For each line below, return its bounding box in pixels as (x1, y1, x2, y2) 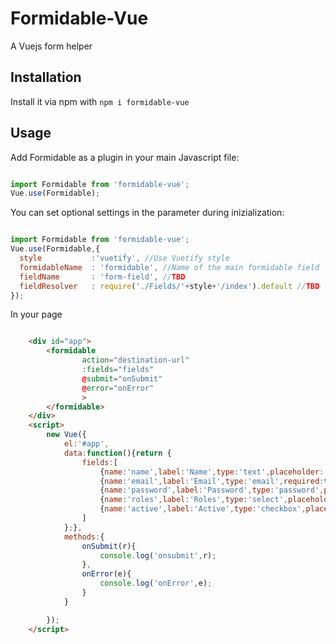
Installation (10, 69, 82, 86)
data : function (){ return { (63, 448, 172, 458)
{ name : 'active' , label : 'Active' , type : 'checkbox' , (99, 504, 307, 514)
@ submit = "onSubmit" (81, 373, 163, 384)
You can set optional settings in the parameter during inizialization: (10, 207, 285, 219)
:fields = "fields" (81, 365, 155, 375)
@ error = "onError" (81, 383, 155, 393)
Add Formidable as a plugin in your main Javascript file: (10, 151, 240, 163)
